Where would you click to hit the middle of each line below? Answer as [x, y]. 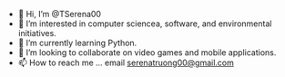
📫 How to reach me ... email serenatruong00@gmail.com [126, 63]
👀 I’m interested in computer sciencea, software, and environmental [145, 24]
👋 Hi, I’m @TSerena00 [60, 14]
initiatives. [37, 33]
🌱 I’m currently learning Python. [77, 43]
